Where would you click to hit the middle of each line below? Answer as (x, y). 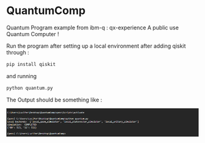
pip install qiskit (31, 64)
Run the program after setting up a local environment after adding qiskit (96, 46)
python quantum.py (30, 88)
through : (18, 52)
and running (21, 76)
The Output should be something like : (54, 100)
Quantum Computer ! (33, 34)
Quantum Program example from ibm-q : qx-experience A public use (92, 28)
